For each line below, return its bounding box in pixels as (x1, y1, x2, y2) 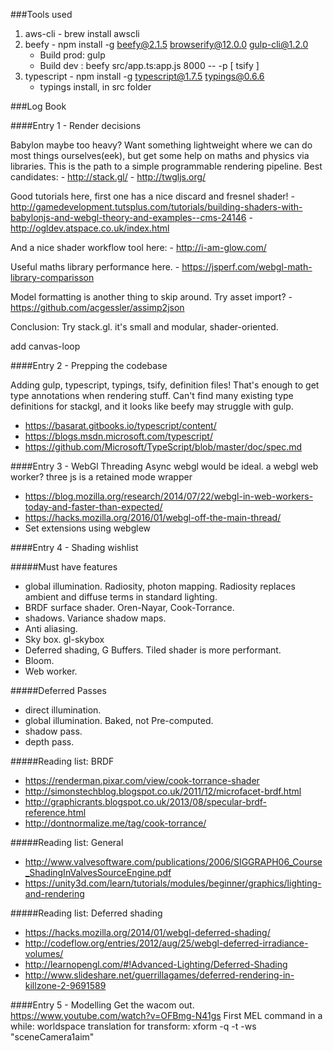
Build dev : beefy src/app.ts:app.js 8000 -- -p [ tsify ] (39, 60, 260, 71)
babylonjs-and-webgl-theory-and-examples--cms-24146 (10, 212, 247, 223)
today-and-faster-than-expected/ (24, 501, 163, 513)
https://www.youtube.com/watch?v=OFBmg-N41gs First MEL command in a (10, 1010, 323, 1021)
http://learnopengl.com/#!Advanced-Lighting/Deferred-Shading (24, 959, 288, 970)
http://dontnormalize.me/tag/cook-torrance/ (24, 817, 207, 829)
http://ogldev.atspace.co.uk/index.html (10, 222, 170, 234)
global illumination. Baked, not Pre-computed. (24, 715, 214, 726)
